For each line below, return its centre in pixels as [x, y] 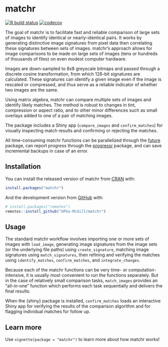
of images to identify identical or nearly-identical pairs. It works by [73, 38]
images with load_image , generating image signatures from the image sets [81, 244]
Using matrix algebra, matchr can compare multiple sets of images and [78, 99]
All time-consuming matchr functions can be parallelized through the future [83, 140]
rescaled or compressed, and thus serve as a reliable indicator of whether [81, 84]
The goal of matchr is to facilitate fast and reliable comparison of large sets [82, 32]
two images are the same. [32, 90]
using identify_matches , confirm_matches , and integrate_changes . [73, 260]
